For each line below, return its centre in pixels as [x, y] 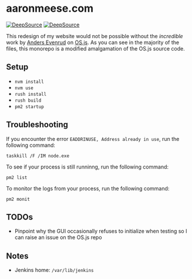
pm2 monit [18, 199]
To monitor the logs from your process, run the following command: [88, 188]
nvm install [29, 82]
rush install [31, 94]
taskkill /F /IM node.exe [38, 156]
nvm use [24, 88]
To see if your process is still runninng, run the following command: [87, 167]
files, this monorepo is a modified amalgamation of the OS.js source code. [95, 48]
